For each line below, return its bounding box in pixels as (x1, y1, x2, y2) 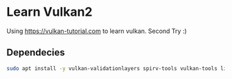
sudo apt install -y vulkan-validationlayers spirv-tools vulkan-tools (6, 65, 217, 72)
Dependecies (6, 47, 65, 58)
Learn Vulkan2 (6, 4, 93, 20)
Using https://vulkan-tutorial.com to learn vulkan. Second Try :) (6, 27, 188, 35)
